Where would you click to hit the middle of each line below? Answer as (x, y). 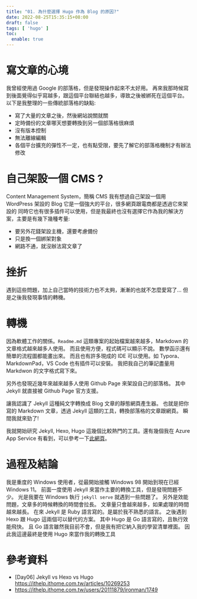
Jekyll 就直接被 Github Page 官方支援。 (54, 391)
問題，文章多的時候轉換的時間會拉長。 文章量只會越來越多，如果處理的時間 (98, 504)
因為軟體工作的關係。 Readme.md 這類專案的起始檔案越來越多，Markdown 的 (97, 341)
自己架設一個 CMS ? (55, 179)
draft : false (22, 23)
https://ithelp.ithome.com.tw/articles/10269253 (72, 583)
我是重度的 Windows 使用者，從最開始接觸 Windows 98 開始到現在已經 (93, 482)
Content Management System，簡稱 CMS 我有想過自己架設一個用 (86, 196)
